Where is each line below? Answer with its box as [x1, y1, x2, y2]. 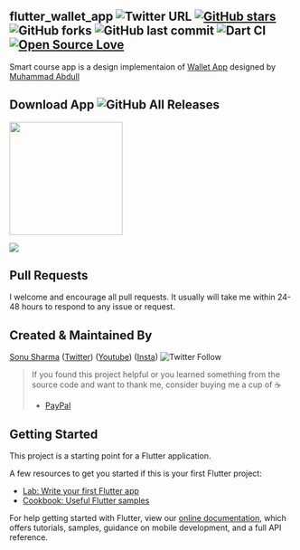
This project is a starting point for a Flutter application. [9, 450, 211, 461]
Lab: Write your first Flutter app [22, 486, 140, 497]
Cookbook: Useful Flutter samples [22, 495, 150, 507]
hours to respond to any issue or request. [21, 301, 176, 312]
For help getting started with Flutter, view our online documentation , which [9, 513, 287, 524]
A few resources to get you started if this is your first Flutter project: [9, 468, 262, 479]
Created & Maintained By [9, 327, 153, 343]
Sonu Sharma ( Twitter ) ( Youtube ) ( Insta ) [9, 352, 159, 363]
